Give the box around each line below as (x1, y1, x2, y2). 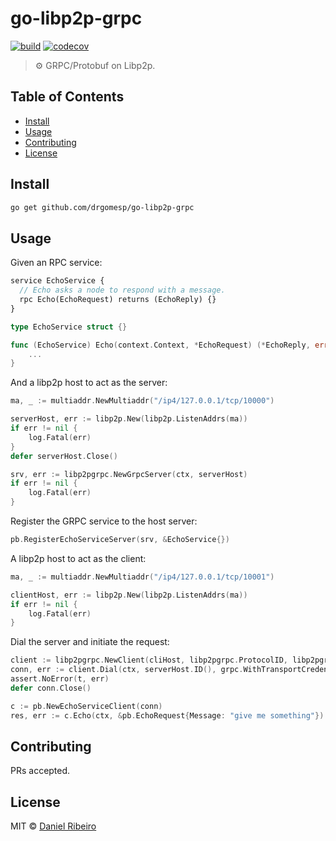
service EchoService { (10, 276, 105, 286)
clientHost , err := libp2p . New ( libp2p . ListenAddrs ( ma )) (10, 590, 248, 600)
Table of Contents (10, 88, 125, 106)
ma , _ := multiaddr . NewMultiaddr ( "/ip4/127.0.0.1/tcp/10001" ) (10, 572, 275, 582)
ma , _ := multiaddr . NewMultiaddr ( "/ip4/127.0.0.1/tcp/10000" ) (10, 396, 275, 406)
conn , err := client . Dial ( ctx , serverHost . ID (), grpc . (10, 665, 244, 675)
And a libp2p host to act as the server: (10, 377, 168, 389)
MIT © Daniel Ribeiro (10, 820, 97, 832)
